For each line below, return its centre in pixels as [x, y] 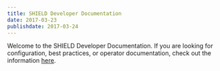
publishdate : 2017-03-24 [43, 26]
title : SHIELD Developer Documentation [64, 13]
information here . [32, 61]
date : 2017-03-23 [32, 20]
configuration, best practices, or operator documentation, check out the [109, 53]
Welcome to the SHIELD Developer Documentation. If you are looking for [110, 46]
